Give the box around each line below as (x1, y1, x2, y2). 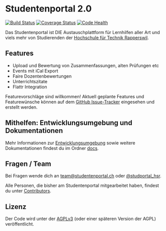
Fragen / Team (5, 159, 51, 168)
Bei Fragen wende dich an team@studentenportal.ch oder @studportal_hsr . (5, 173, 162, 179)
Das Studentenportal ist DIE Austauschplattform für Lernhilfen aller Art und (5, 29, 160, 35)
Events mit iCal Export (12, 68, 59, 74)
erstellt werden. (5, 104, 38, 110)
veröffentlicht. (5, 221, 34, 227)
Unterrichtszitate (12, 78, 48, 84)
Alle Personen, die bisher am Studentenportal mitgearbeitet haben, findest (5, 182, 159, 188)
